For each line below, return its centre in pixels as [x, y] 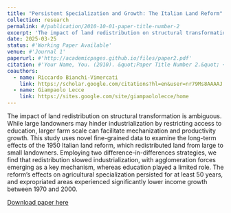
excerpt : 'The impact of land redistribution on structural [95, 33]
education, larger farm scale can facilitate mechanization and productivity [112, 131]
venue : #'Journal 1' [37, 52]
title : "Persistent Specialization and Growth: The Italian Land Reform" [115, 13]
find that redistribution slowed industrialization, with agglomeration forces [112, 160]
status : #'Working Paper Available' [59, 45]
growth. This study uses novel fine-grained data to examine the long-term [112, 138]
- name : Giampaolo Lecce [49, 90]
